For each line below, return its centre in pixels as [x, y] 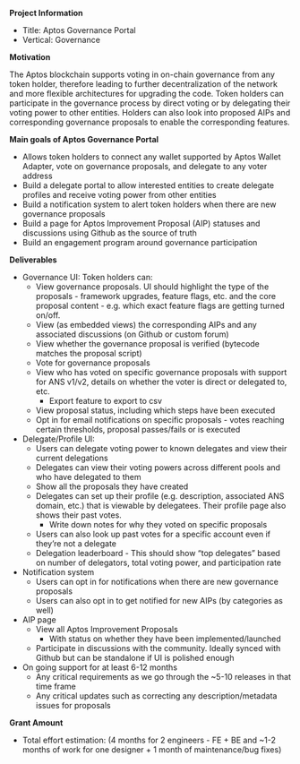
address [37, 176]
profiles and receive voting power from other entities [119, 195]
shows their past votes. [79, 515]
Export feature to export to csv [106, 401]
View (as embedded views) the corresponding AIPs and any [146, 325]
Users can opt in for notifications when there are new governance [157, 582]
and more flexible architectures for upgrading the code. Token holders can [147, 94]
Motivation [30, 57]
